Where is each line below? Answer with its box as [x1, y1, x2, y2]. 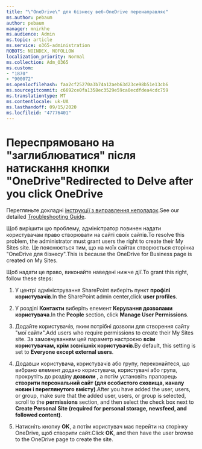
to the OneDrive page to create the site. [14, 436, 113, 443]
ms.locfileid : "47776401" [6, 110, 71, 116]
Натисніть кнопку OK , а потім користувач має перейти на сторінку [14, 423, 188, 430]
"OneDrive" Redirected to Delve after [6, 174, 194, 187]
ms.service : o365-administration [6, 43, 90, 49]
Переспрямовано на [6, 136, 115, 149]
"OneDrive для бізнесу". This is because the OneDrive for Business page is [6, 251, 192, 258]
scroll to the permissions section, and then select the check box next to [14, 398, 194, 406]
